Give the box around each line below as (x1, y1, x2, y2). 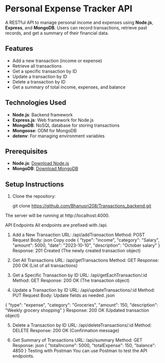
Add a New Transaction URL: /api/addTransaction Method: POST (12, 232, 145, 238)
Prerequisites (5, 147, 48, 156)
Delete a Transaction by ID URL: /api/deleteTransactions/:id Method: (12, 322, 152, 328)
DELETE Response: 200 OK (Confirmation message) (12, 328, 119, 334)
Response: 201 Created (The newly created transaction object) (12, 248, 141, 254)
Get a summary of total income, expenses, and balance (12, 84, 126, 90)
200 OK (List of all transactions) (12, 263, 78, 269)
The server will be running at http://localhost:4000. (5, 212, 110, 219)
